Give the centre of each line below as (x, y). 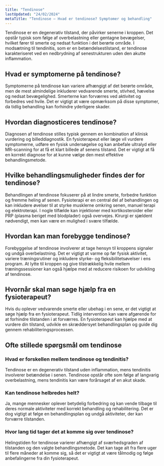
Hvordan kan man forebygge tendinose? (68, 236)
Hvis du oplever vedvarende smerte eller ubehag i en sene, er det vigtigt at (81, 309)
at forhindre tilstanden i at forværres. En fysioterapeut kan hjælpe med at (79, 319)
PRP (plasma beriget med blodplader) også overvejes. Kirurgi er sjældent (79, 216)
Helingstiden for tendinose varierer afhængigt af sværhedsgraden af (74, 442)
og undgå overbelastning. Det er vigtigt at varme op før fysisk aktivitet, (76, 253)
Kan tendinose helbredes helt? (42, 393)
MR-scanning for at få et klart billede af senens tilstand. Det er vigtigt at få (80, 149)
